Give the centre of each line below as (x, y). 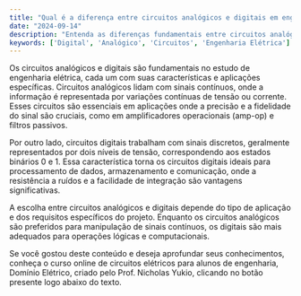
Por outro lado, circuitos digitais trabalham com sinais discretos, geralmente (150, 143)
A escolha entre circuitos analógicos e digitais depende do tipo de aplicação (150, 208)
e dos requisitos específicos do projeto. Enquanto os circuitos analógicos (144, 217)
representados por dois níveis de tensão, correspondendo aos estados (140, 152)
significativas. (35, 190)
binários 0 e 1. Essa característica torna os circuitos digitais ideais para (140, 161)
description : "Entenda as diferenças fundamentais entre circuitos (138, 34)
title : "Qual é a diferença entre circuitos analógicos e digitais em (144, 17)
